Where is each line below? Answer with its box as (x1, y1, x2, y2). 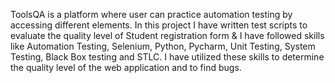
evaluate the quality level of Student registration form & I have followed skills (10, 30, 325, 41)
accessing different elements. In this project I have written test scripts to (10, 19, 308, 31)
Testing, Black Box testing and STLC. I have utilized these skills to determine (10, 51, 325, 63)
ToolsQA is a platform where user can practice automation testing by (10, 9, 293, 20)
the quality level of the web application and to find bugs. (10, 62, 242, 73)
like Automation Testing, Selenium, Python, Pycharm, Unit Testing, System (10, 40, 316, 52)
